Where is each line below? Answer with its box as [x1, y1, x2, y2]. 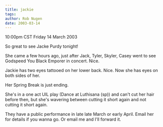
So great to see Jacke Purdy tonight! [5, 43, 79, 49]
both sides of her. [5, 73, 40, 78]
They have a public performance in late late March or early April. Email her [5, 111, 154, 117]
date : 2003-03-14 [5, 20, 40, 26]
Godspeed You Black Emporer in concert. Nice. [5, 58, 100, 64]
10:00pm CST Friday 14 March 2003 [5, 34, 78, 40]
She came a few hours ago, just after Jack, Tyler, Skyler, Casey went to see [5, 53, 156, 59]
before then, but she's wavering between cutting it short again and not [5, 97, 146, 103]
